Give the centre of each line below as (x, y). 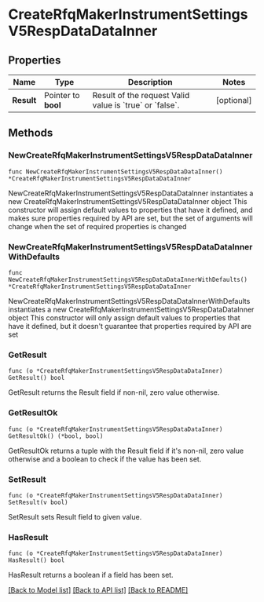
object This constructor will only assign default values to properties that (125, 317)
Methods (31, 133)
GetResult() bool (37, 378)
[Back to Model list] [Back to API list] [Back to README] (98, 590)
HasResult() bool (37, 560)
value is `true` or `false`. (136, 105)
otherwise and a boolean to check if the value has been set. (105, 459)
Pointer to (62, 95)
